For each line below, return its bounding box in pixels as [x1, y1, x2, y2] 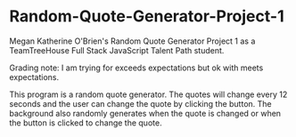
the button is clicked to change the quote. [9, 117, 162, 128]
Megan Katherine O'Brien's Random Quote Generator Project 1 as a [9, 36, 256, 46]
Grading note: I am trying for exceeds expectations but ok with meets [9, 62, 264, 73]
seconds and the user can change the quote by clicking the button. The [9, 98, 272, 109]
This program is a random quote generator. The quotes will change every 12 [9, 89, 288, 100]
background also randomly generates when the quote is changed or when [9, 108, 282, 118]
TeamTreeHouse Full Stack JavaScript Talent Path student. [9, 44, 225, 55]
